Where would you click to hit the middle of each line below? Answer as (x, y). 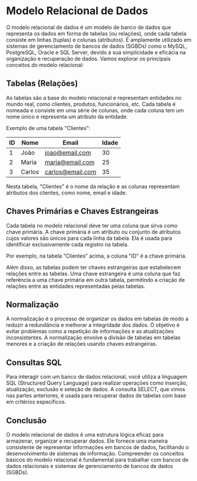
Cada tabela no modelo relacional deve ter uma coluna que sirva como (92, 225)
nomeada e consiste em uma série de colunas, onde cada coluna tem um (95, 110)
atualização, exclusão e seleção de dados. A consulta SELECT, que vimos (96, 389)
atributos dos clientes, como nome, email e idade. (67, 193)
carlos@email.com (70, 171)
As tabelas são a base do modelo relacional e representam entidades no (94, 97)
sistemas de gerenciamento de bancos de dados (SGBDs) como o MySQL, (97, 46)
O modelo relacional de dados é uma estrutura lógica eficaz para (85, 435)
